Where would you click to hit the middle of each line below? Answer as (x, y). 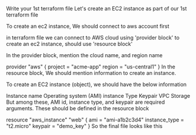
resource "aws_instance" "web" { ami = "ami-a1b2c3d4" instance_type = (95, 120)
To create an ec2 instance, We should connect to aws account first (88, 26)
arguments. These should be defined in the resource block (78, 108)
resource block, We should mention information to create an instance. (91, 73)
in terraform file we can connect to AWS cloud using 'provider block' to (93, 37)
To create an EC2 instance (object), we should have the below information (97, 84)
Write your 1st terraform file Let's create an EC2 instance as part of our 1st (97, 9)
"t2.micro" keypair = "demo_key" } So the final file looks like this (84, 126)
